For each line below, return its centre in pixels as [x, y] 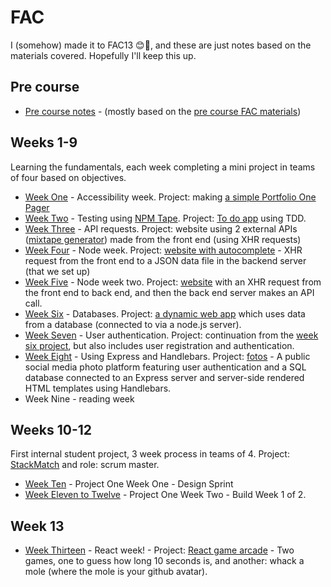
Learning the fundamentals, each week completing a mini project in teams [163, 167]
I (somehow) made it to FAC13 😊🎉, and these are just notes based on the [161, 45]
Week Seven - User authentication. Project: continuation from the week [171, 335]
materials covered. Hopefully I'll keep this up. [103, 55]
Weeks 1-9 [44, 142]
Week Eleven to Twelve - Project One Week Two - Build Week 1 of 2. [165, 495]
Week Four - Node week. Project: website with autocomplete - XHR [163, 250]
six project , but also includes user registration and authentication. [159, 345]
